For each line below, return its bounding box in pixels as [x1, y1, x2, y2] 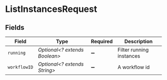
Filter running [117, 46, 149, 53]
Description [124, 38, 153, 45]
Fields [5, 23, 25, 32]
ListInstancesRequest [5, 3, 97, 15]
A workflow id [117, 64, 150, 71]
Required [90, 38, 113, 45]
